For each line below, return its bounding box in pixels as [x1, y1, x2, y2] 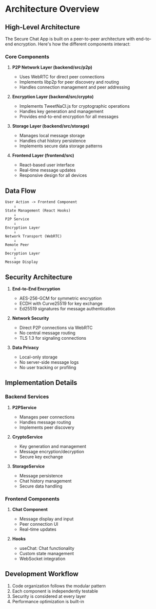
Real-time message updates [19, 167, 76, 173]
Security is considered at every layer [12, 593, 86, 599]
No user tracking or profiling [19, 364, 77, 370]
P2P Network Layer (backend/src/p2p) [12, 65, 93, 70]
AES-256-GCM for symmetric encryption [19, 295, 102, 301]
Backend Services [5, 393, 49, 400]
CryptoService [12, 434, 43, 440]
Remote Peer [5, 242, 29, 248]
